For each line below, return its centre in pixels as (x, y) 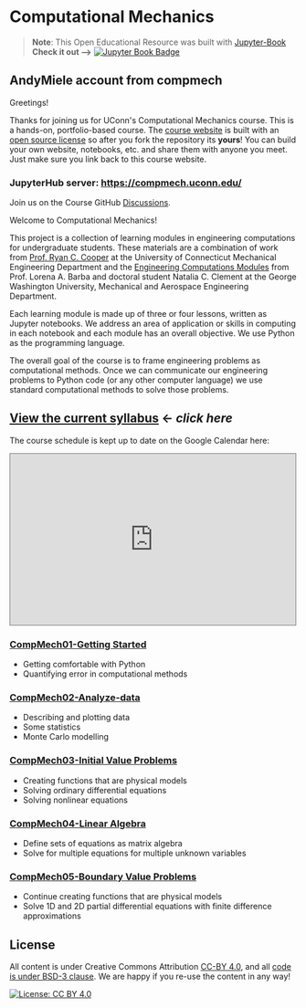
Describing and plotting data (76, 718)
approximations (52, 916)
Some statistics (52, 727)
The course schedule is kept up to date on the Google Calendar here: (139, 440)
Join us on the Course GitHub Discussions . (90, 203)
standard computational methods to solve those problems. (119, 390)
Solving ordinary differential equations (95, 790)
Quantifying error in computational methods (105, 674)
